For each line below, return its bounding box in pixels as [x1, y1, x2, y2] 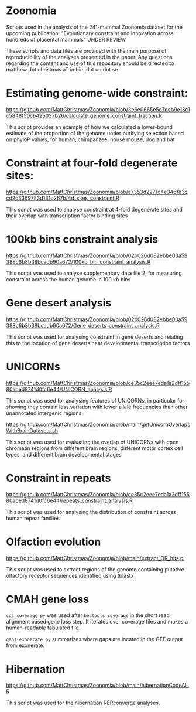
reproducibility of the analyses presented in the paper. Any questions [6, 53, 173, 60]
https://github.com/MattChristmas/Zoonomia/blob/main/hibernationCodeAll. [6, 682, 190, 689]
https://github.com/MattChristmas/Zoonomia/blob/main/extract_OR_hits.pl [6, 554, 185, 561]
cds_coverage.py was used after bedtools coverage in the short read [6, 612, 170, 619]
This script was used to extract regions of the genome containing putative [6, 565, 184, 573]
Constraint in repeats [6, 471, 111, 485]
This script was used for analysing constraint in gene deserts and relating [6, 333, 183, 340]
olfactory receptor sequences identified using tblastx [6, 572, 134, 579]
